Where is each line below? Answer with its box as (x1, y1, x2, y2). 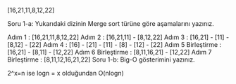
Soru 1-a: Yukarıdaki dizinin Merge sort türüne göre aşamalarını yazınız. (7, 20, 215, 27)
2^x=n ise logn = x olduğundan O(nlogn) (7, 69, 125, 77)
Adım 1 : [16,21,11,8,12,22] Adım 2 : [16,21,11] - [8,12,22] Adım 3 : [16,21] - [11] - (7, 33, 230, 41)
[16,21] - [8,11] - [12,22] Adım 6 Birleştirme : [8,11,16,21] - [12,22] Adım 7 (7, 48, 212, 56)
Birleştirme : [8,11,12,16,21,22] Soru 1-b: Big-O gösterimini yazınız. (7, 55, 195, 64)
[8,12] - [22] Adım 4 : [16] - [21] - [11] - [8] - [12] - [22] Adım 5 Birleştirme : (7, 41, 222, 48)
